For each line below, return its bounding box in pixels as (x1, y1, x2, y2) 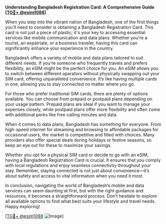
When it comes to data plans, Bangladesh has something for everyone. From (5, 121, 162, 127)
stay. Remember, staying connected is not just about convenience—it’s (5, 168, 150, 174)
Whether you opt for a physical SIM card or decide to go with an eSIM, (5, 152, 149, 158)
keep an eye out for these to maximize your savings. (5, 142, 112, 148)
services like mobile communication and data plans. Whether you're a (5, 35, 148, 41)
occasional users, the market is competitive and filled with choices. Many (5, 132, 155, 137)
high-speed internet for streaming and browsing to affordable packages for (5, 127, 159, 133)
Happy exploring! (5, 204, 41, 209)
